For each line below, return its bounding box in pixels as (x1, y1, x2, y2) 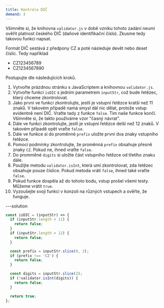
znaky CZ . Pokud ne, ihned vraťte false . (12, 147, 93, 153)
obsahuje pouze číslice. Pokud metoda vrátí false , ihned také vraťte (12, 167, 150, 173)
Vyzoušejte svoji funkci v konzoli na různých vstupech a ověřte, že (12, 188, 147, 194)
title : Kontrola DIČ (5, 7, 48, 12)
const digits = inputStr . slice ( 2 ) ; (10, 271, 83, 276)
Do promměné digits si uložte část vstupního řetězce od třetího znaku (12, 152, 156, 157)
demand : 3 (5, 12, 26, 17)
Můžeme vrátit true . (12, 183, 53, 189)
